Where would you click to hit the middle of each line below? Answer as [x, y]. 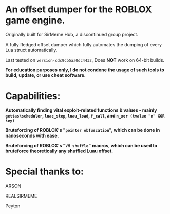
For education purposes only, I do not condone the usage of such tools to [85, 70]
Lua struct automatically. [31, 50]
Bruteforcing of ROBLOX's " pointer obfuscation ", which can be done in [83, 130]
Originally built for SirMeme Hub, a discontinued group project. [72, 34]
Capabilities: [33, 96]
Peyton [13, 206]
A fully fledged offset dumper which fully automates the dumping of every [84, 44]
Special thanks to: [44, 172]
